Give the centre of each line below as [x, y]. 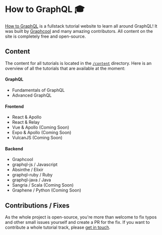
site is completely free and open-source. [45, 36]
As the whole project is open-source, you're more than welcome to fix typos [81, 217]
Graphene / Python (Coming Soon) [46, 190]
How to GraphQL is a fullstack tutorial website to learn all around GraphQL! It [81, 26]
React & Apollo [27, 117]
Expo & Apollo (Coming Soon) [42, 132]
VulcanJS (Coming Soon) [37, 138]
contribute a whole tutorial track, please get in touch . [58, 227]
